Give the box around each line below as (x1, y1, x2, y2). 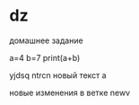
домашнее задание (9, 35, 83, 46)
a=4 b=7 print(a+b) (9, 52, 81, 63)
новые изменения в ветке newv (9, 87, 131, 98)
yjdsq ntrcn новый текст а (9, 69, 107, 81)
